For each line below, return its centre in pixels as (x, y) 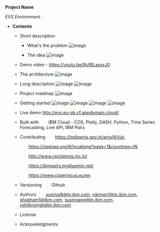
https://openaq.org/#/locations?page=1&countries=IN (83, 146)
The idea (36, 55)
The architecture (37, 74)
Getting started (35, 103)
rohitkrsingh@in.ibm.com (45, 205)
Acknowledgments (39, 224)
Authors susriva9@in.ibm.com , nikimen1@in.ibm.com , (79, 194)
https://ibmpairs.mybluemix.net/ (61, 166)
